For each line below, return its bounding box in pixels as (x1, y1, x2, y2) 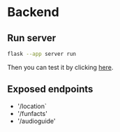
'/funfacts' (17, 109, 47, 117)
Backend (7, 4, 59, 20)
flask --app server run (7, 50, 77, 57)
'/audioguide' (17, 117, 56, 125)
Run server (7, 32, 57, 44)
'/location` (17, 102, 47, 110)
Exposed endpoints (7, 83, 93, 95)
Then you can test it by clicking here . (7, 63, 114, 71)
